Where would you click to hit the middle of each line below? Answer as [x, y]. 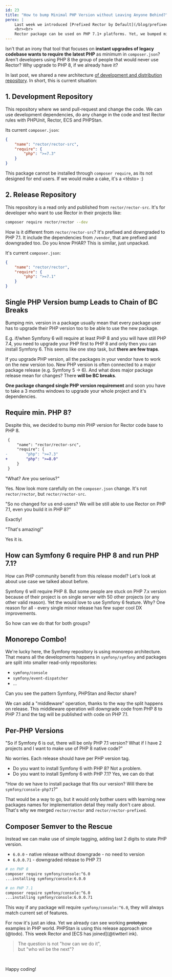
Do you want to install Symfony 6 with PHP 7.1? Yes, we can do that [83, 774]
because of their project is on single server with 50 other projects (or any [82, 597]
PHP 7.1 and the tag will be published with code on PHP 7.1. [67, 714]
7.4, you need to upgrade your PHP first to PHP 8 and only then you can [81, 343]
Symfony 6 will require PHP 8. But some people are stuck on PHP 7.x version [86, 591]
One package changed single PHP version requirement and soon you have [85, 385]
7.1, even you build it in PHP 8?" [38, 509]
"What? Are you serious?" [33, 478]
